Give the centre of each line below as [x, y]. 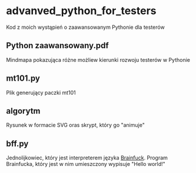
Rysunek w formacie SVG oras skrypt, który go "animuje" [76, 125]
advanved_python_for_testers [82, 11]
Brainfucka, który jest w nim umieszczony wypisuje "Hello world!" [86, 164]
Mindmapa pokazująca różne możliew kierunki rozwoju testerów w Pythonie [98, 59]
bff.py [17, 143]
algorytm [23, 111]
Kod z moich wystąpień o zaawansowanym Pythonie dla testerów [85, 27]
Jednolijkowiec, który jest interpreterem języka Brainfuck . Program [87, 158]
